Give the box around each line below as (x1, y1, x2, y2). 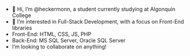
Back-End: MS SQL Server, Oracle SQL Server (11, 37, 126, 44)
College (11, 12, 32, 19)
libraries (11, 24, 32, 31)
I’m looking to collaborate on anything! (11, 43, 107, 50)
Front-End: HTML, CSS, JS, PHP (11, 31, 92, 38)
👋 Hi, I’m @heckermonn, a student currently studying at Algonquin (11, 6, 176, 12)
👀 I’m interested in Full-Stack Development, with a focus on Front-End (11, 18, 184, 25)
